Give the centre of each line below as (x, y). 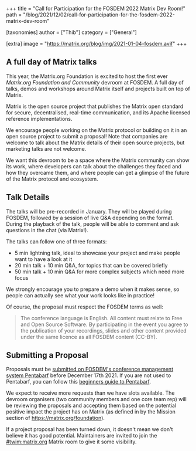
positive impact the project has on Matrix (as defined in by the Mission (91, 412)
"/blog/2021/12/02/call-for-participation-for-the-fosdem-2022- (99, 15)
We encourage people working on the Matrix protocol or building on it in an (97, 130)
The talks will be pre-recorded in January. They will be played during (89, 211)
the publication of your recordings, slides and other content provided (104, 330)
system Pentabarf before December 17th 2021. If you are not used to (89, 375)
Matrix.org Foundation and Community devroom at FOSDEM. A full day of (95, 82)
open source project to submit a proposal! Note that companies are (87, 136)
